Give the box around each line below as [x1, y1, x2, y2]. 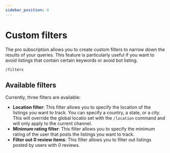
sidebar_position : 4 [5, 7, 50, 13]
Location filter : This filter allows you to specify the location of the [12, 104, 151, 110]
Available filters [5, 81, 57, 89]
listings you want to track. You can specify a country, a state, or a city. [12, 110, 161, 116]
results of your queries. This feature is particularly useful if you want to [5, 52, 155, 58]
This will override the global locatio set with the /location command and [12, 115, 165, 121]
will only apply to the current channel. [12, 120, 92, 126]
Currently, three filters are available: [5, 94, 81, 100]
